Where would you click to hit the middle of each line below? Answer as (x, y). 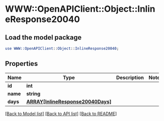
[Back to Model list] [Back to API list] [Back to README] (61, 114)
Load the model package (43, 37)
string (33, 94)
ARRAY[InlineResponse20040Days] (69, 101)
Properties (21, 64)
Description (130, 78)
